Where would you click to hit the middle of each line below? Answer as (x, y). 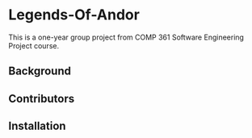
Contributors (42, 98)
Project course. (34, 45)
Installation (37, 126)
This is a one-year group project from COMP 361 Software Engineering (126, 37)
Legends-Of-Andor (74, 15)
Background (40, 71)
